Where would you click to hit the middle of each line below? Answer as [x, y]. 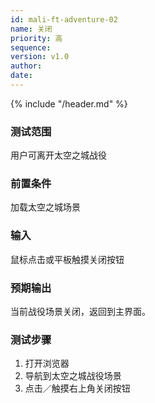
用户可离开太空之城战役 [58, 155]
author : [26, 66]
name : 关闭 [31, 29]
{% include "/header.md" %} [69, 103]
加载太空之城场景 [45, 207]
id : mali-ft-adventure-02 [64, 19]
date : [21, 76]
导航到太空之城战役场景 [73, 376]
